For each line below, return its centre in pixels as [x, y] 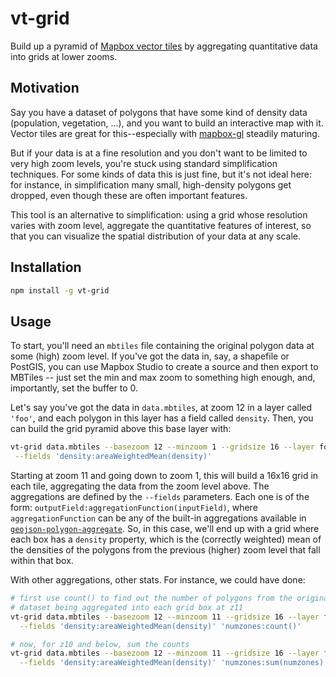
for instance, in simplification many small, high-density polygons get [151, 184]
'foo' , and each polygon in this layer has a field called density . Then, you [162, 418]
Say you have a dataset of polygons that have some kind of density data [159, 112]
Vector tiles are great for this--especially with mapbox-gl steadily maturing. [165, 133]
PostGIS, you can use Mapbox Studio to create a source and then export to [164, 367]
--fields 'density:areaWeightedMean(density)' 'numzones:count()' [160, 626]
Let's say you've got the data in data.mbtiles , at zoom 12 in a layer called [161, 408]
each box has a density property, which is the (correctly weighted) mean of [166, 539]
